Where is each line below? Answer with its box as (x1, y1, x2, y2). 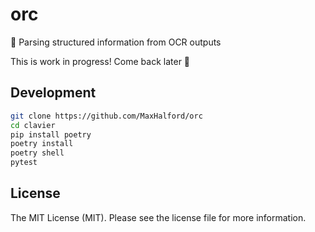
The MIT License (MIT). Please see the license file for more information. (10, 211, 307, 223)
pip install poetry (10, 129, 92, 140)
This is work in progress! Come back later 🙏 (10, 55, 191, 67)
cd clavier (10, 120, 56, 130)
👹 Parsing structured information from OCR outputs (10, 36, 222, 48)
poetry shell (10, 148, 65, 158)
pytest (10, 158, 38, 168)
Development (10, 84, 97, 102)
